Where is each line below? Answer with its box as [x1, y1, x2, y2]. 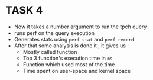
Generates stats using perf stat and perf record [14, 36, 134, 43]
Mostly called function [22, 48, 77, 55]
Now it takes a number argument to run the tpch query [14, 23, 147, 30]
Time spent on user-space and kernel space [22, 67, 131, 74]
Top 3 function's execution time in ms [22, 55, 113, 62]
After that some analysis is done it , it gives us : [14, 42, 129, 49]
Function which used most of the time [22, 60, 115, 68]
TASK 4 [5, 4, 43, 17]
